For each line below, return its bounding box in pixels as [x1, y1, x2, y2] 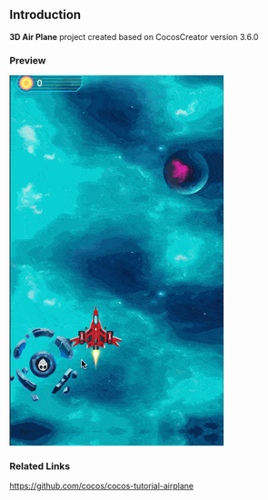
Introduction [9, 7, 82, 23]
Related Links [9, 460, 71, 473]
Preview [9, 54, 46, 66]
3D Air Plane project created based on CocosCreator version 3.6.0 [9, 31, 259, 42]
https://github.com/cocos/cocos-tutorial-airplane [9, 481, 194, 492]
